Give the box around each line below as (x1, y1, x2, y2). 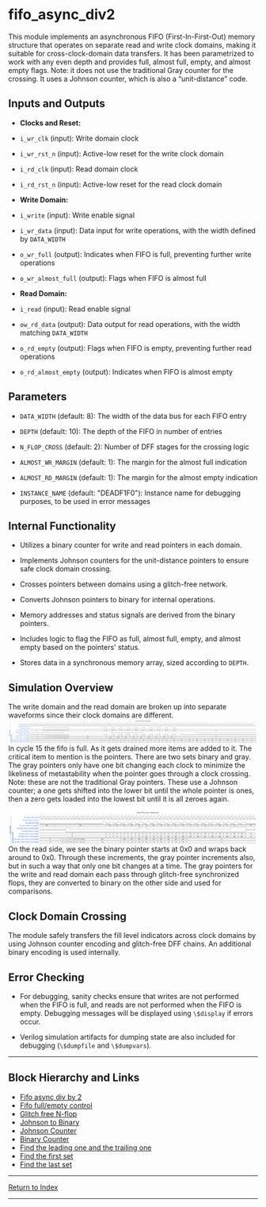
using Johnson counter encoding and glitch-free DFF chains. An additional (8, 939, 252, 949)
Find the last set (19, 1159, 73, 1169)
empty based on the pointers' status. (19, 643, 140, 652)
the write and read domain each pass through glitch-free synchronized (8, 870, 239, 879)
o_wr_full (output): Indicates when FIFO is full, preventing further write (19, 249, 252, 259)
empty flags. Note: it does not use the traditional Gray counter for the (8, 65, 234, 75)
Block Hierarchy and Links (8, 1071, 140, 1085)
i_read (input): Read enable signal (19, 304, 131, 313)
